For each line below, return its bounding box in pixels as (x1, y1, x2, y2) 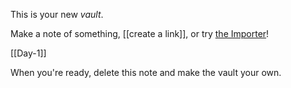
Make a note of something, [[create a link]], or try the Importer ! (10, 28, 270, 39)
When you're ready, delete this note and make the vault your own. (10, 67, 282, 78)
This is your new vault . (10, 9, 104, 20)
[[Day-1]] (10, 47, 47, 59)
